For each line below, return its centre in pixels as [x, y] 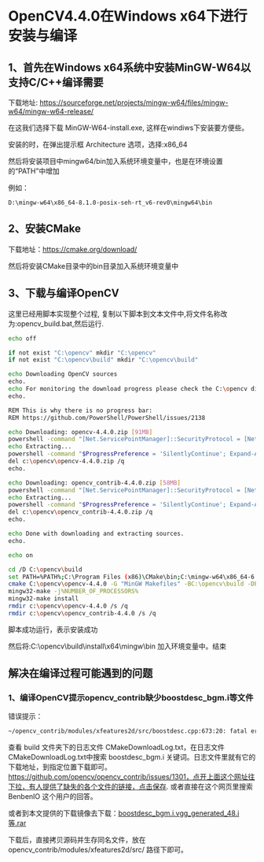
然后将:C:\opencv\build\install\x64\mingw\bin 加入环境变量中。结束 [117, 646]
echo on [21, 555]
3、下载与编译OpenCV [64, 294]
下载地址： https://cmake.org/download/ [73, 249]
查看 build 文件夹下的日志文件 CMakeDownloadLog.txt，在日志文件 [117, 747]
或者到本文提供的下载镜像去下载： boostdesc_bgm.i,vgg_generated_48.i [124, 813]
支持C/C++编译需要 [56, 82]
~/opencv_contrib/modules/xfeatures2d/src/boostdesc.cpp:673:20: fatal [128, 731]
